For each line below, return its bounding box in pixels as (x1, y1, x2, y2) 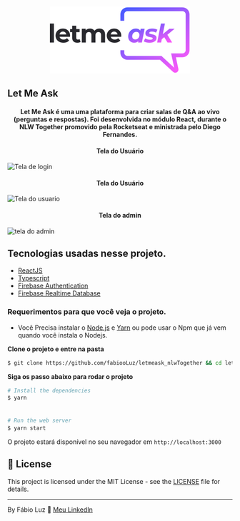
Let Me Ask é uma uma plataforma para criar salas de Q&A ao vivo (20, 107, 220, 116)
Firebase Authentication (17, 281, 89, 290)
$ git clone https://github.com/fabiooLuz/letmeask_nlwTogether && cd (7, 359, 222, 366)
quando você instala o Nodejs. (17, 330, 108, 339)
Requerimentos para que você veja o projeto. (7, 307, 166, 317)
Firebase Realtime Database (17, 289, 101, 298)
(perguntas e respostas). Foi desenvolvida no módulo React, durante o (13, 115, 227, 123)
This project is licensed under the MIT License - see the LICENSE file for (7, 477, 220, 485)
